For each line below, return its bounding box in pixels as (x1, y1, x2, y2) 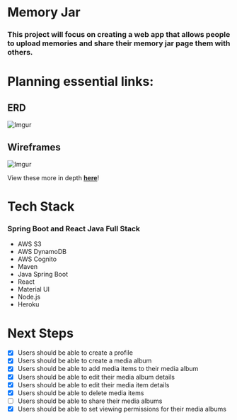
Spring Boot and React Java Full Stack (7, 224, 140, 234)
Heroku (17, 300, 40, 309)
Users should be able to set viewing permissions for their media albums (17, 404, 226, 413)
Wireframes (7, 141, 62, 153)
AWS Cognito (17, 255, 57, 263)
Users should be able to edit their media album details (17, 372, 175, 381)
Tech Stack (7, 199, 75, 215)
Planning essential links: (7, 74, 154, 89)
